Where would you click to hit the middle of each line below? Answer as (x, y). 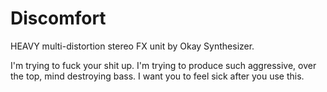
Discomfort (58, 18)
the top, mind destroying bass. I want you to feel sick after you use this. (157, 76)
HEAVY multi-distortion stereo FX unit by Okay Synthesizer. (132, 46)
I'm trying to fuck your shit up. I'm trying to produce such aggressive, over (163, 65)
